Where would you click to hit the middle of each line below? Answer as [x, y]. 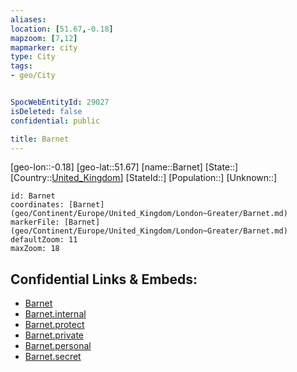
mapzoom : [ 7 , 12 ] [44, 38]
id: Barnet [33, 196]
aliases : [28, 19]
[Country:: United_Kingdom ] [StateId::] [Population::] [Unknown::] [144, 178]
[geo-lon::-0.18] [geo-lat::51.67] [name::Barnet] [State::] [124, 167]
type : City [33, 57]
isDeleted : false [46, 111]
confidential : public [55, 121]
